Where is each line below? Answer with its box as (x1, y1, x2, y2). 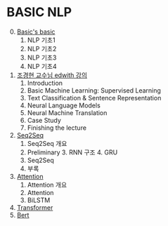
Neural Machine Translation (27, 108, 108, 117)
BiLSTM (27, 196, 51, 204)
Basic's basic (16, 27, 56, 36)
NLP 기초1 (27, 36, 56, 44)
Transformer (16, 203, 53, 211)
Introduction (27, 79, 63, 87)
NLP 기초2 (27, 44, 57, 53)
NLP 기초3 (27, 53, 57, 62)
